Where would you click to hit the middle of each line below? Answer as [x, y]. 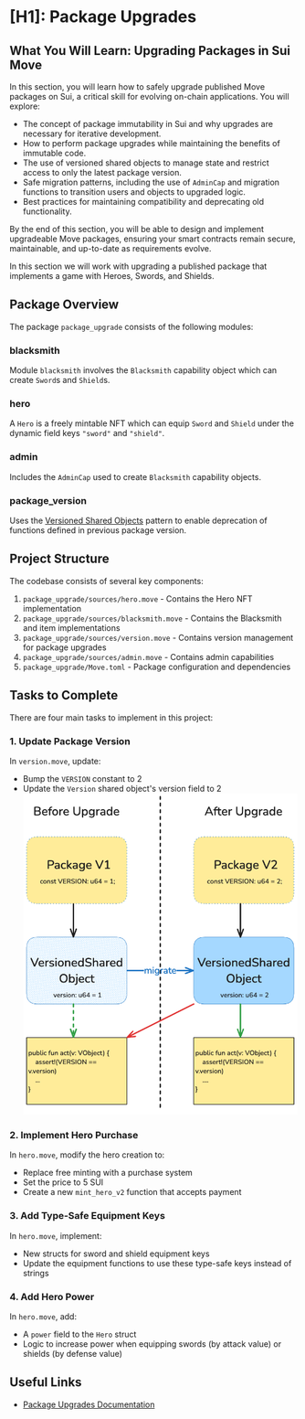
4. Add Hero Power [52, 1296]
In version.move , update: [55, 761]
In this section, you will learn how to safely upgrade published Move [137, 87]
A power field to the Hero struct [79, 1334]
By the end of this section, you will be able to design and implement [137, 229]
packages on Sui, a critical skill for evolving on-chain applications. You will [149, 96]
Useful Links [46, 1382]
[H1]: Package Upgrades [103, 17]
